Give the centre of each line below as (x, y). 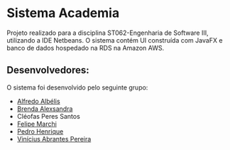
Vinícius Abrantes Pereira (54, 139)
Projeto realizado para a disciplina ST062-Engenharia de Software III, (108, 33)
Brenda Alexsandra (45, 109)
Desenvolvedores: (48, 70)
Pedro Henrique (40, 131)
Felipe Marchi (37, 124)
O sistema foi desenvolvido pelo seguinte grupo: (77, 87)
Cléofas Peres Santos (49, 116)
